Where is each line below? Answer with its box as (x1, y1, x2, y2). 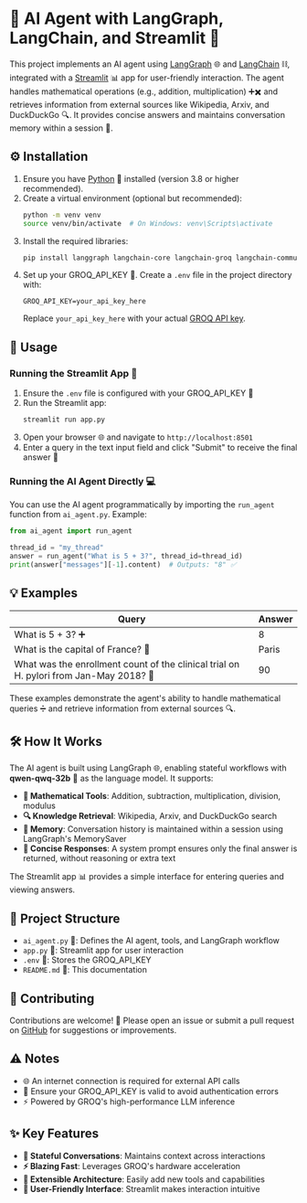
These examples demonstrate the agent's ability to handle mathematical (9, 692, 281, 703)
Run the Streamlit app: (22, 398, 107, 409)
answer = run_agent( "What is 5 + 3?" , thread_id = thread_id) (9, 551, 244, 560)
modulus (22, 800, 57, 812)
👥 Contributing (9, 991, 95, 1006)
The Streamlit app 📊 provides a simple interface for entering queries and (9, 871, 285, 882)
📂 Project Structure (9, 910, 121, 926)
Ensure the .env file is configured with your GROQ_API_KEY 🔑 (22, 388, 254, 399)
